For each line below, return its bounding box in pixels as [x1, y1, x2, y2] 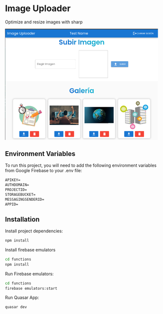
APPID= [5, 202, 18, 207]
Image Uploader [5, 3, 71, 14]
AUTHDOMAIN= [5, 183, 29, 188]
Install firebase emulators [5, 246, 56, 253]
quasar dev [5, 305, 27, 310]
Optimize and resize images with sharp [5, 19, 83, 25]
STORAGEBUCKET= [5, 192, 36, 197]
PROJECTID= [5, 188, 27, 192]
